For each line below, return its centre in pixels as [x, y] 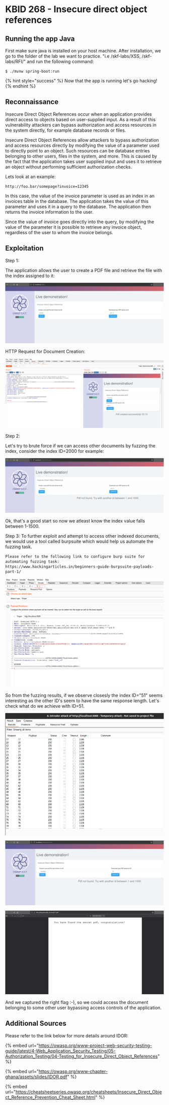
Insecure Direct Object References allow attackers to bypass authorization [82, 140]
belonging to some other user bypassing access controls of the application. [83, 1008]
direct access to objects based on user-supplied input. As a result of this [80, 119]
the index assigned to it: [30, 276]
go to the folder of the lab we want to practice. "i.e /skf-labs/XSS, [73, 56]
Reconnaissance [32, 102]
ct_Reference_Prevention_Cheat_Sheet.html [50, 1097]
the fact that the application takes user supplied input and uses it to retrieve [83, 161]
